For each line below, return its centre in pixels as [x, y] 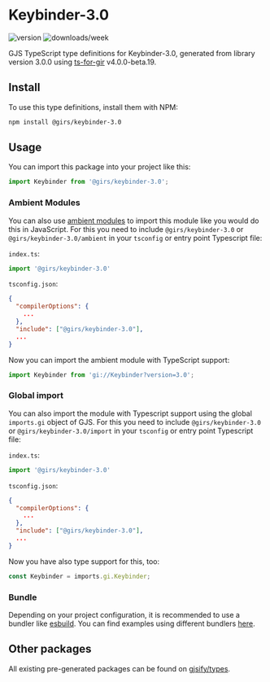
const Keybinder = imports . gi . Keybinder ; [80, 576]
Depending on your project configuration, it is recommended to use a [124, 614]
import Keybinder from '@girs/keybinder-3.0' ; [89, 182]
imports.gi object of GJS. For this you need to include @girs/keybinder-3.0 [135, 422]
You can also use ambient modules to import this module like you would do [134, 221]
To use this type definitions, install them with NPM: [94, 107]
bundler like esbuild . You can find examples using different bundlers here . [132, 623]
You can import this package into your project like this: [100, 167]
